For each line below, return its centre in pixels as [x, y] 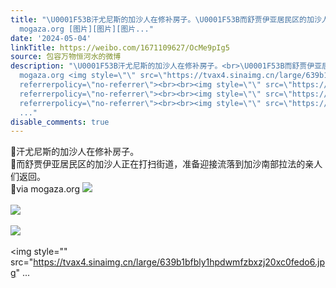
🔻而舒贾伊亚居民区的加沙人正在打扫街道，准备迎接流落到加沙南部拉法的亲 [162, 164]
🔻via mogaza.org [45, 189]
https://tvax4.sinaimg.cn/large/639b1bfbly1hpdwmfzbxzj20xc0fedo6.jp [179, 262]
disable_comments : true [60, 122]
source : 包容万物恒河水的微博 [66, 57]
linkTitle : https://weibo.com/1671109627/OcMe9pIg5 [120, 47]
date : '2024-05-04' [51, 38]
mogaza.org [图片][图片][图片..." [86, 29]
